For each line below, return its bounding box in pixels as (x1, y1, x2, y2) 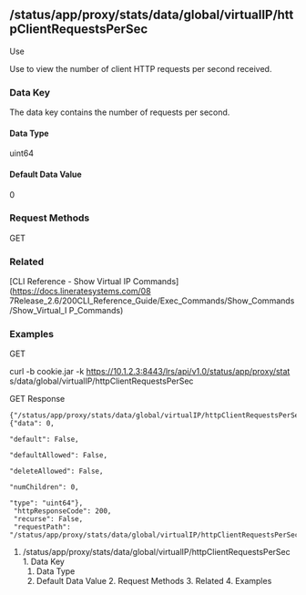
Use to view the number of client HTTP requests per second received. (9, 63, 272, 74)
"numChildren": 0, (9, 483, 79, 492)
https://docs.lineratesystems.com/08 (12, 286, 152, 297)
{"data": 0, (9, 419, 55, 428)
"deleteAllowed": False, (9, 467, 104, 477)
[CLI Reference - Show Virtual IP (9, 276, 131, 287)
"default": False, (9, 435, 79, 445)
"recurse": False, (13, 515, 84, 524)
